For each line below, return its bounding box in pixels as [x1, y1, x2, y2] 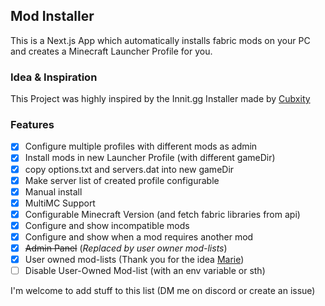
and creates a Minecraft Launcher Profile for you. [10, 45, 213, 57]
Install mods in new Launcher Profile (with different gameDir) [24, 152, 276, 164]
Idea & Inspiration [10, 70, 98, 84]
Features [10, 118, 55, 132]
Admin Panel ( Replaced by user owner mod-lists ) [24, 242, 228, 254]
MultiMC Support [24, 197, 96, 209]
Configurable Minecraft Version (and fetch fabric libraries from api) [24, 208, 301, 220]
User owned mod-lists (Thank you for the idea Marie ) [24, 254, 245, 266]
